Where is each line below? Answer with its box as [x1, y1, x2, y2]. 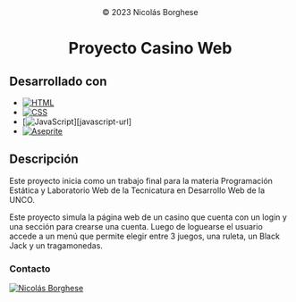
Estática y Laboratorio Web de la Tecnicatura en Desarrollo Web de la [9, 185, 266, 196]
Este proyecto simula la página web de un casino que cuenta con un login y [9, 212, 288, 222]
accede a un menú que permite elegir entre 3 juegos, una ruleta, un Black [9, 231, 280, 241]
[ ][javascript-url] [21, 116, 132, 127]
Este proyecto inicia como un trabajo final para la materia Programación [9, 175, 273, 186]
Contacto [9, 262, 51, 274]
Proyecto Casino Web [68, 38, 233, 59]
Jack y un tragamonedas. [9, 239, 103, 251]
